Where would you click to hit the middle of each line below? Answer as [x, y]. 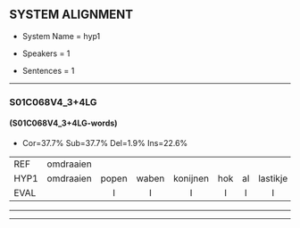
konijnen [192, 178]
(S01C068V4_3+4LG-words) [63, 123]
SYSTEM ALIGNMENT [71, 15]
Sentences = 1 [48, 70]
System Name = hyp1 [61, 36]
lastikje [273, 178]
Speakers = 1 [46, 53]
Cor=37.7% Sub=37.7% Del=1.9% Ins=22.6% [105, 142]
